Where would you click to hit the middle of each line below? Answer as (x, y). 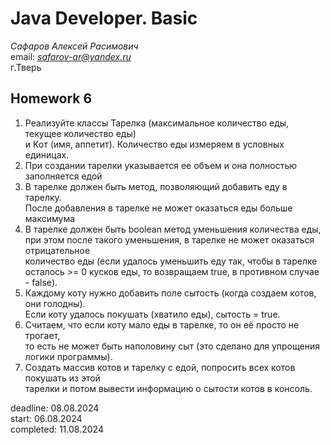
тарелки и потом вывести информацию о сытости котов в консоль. (168, 388)
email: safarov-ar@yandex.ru (71, 56)
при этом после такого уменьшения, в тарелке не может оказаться (169, 239)
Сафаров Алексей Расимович (74, 46)
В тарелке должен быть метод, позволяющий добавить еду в (156, 186)
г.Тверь (26, 67)
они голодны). (55, 303)
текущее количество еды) (80, 133)
